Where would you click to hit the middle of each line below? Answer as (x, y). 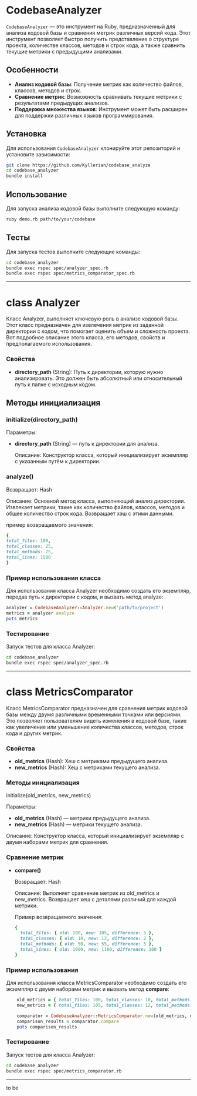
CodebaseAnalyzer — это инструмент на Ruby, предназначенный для (91, 26)
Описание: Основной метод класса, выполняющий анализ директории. (96, 501)
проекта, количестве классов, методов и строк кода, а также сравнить (96, 45)
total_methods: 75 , (30, 552)
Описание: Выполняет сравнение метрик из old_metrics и (87, 893)
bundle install (25, 176)
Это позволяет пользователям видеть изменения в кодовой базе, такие (96, 720)
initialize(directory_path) (42, 419)
